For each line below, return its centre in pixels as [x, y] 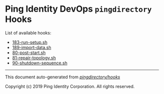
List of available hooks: [28, 33]
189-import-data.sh [31, 47]
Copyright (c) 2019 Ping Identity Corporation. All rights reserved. [70, 86]
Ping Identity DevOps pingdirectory [79, 9]
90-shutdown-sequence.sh [40, 63]
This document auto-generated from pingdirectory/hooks [63, 77]
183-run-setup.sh [30, 42]
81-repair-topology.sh [34, 57]
